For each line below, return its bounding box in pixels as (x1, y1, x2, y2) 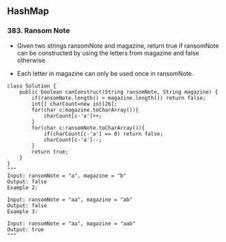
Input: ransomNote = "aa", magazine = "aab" (7, 220, 136, 227)
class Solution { (7, 82, 57, 90)
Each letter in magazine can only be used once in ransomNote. (16, 69, 194, 77)
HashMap (7, 5, 49, 17)
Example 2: (7, 184, 38, 191)
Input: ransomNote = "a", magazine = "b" (7, 172, 127, 179)
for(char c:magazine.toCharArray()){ (31, 106, 139, 113)
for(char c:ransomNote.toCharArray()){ (31, 124, 145, 131)
